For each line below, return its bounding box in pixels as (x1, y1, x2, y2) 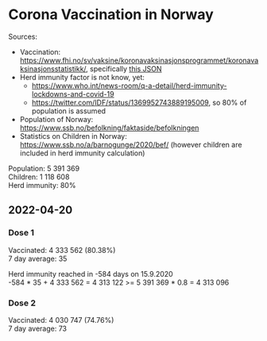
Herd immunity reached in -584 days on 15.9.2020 (8, 269, 173, 278)
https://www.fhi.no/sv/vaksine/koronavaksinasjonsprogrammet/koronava (19, 56, 259, 65)
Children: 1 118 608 (8, 172, 70, 182)
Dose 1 (8, 228, 34, 239)
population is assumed (31, 105, 106, 116)
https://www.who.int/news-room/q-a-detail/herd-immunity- (31, 81, 227, 90)
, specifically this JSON (86, 63, 162, 73)
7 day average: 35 (8, 254, 68, 263)
